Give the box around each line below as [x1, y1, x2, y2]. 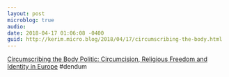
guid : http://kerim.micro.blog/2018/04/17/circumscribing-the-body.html [7, 36, 223, 43]
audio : [7, 23, 26, 30]
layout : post [7, 10, 45, 17]
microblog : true [7, 17, 54, 24]
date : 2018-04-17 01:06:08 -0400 [7, 29, 104, 37]
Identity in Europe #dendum [7, 62, 87, 71]
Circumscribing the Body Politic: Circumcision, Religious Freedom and [7, 55, 207, 63]
